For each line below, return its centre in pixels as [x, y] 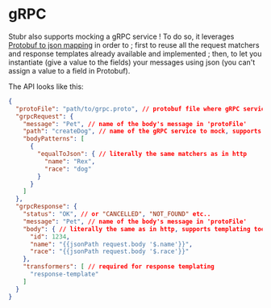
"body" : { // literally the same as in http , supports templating [137, 229]
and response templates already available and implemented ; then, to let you [135, 53]
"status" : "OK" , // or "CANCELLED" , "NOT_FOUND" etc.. [117, 214]
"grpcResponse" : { [47, 207]
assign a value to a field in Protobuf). [69, 70]
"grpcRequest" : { [45, 116]
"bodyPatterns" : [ [54, 139]
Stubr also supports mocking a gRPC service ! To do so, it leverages [121, 36]
